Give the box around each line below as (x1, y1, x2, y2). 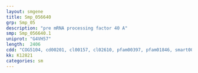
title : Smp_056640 (6, 14, 51, 20)
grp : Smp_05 (6, 19, 35, 25)
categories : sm (6, 58, 44, 64)
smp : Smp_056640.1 (6, 31, 51, 36)
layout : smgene (6, 8, 44, 15)
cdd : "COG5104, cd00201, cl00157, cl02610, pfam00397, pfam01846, (6, 47, 173, 53)
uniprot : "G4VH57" (6, 36, 51, 42)
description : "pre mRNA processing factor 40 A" (6, 25, 128, 31)
